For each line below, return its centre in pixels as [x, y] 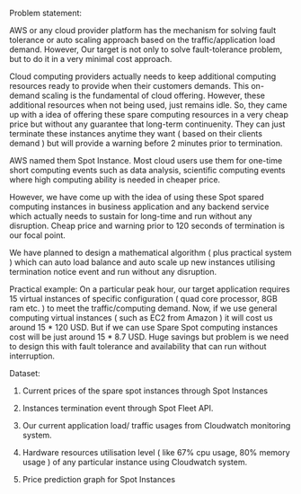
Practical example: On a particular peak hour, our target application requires [150, 289]
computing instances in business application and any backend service [139, 207]
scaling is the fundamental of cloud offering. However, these [153, 95]
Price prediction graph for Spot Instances [99, 479]
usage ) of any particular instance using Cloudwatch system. [135, 462]
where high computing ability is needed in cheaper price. [115, 180]
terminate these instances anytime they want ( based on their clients [136, 133]
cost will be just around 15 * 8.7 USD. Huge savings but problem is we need [149, 337]
